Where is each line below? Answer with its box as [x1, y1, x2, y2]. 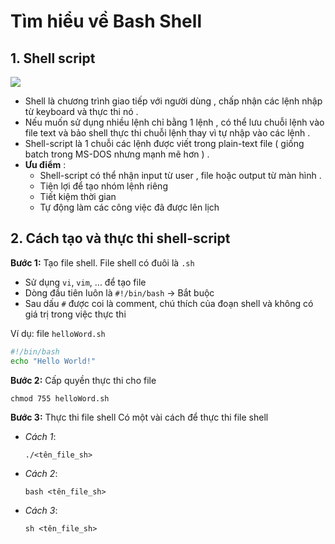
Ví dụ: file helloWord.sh [10, 327, 106, 339]
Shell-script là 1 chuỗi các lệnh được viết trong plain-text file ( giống [24, 138, 305, 149]
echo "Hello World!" [10, 356, 97, 366]
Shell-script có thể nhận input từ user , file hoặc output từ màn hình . [39, 170, 322, 181]
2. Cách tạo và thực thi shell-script [10, 230, 231, 247]
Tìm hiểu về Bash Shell [10, 10, 202, 33]
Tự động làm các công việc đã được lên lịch [39, 201, 220, 213]
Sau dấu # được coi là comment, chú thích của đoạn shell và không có [24, 297, 314, 309]
